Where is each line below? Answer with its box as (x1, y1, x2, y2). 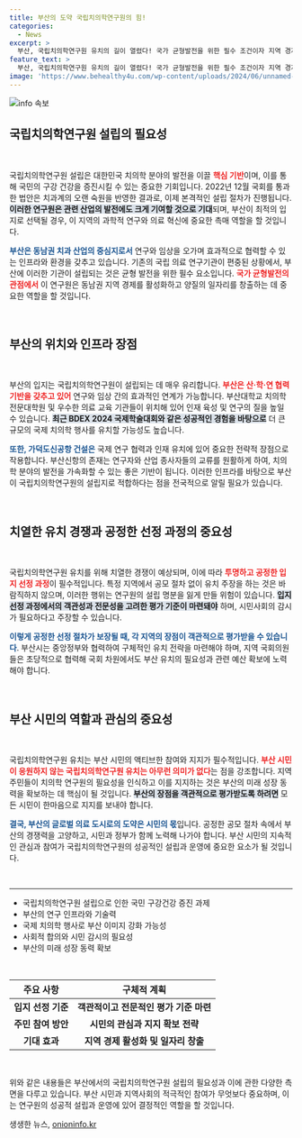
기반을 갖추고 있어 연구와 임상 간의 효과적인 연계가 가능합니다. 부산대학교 (9, 391, 263, 402)
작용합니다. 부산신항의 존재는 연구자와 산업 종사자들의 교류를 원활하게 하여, (9, 455, 271, 466)
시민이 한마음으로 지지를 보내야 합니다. (18, 799, 154, 810)
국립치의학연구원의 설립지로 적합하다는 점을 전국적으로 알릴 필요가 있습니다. (18, 478, 283, 488)
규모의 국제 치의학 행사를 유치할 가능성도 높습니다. (9, 424, 185, 435)
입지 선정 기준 (13, 1001, 69, 1014)
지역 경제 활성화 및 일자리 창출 (84, 1035, 205, 1047)
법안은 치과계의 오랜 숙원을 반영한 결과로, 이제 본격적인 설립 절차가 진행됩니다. (18, 192, 292, 203)
